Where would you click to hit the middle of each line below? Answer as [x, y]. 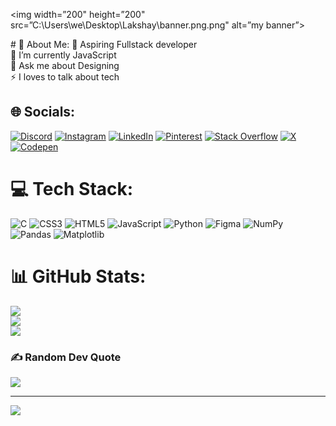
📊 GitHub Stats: [78, 276]
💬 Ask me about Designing [65, 65]
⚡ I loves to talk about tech [65, 77]
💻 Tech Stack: [72, 189]
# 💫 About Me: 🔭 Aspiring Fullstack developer [104, 44]
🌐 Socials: [43, 112]
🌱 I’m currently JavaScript [63, 55]
